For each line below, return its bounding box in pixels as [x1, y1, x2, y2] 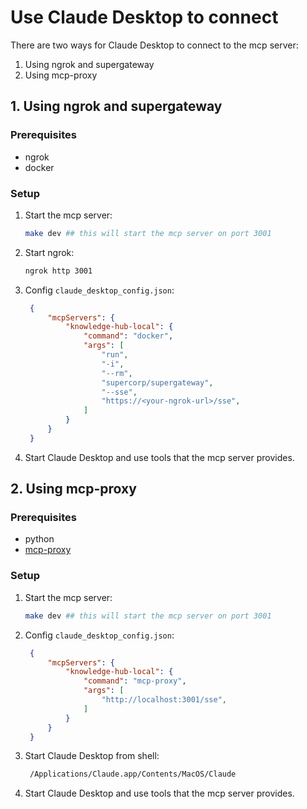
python [24, 533, 55, 545]
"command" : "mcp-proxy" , [83, 676, 187, 686]
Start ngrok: [24, 246, 75, 258]
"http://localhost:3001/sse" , [101, 695, 227, 705]
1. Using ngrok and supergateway [10, 98, 223, 115]
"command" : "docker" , [83, 331, 174, 341]
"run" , [101, 350, 129, 360]
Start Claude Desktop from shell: [24, 750, 160, 762]
